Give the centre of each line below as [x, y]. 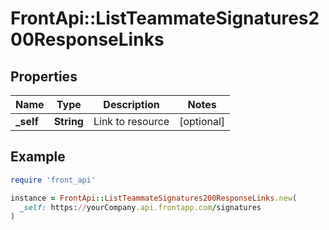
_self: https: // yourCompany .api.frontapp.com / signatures [140, 207]
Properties [44, 76]
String [68, 121]
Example [38, 157]
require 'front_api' [53, 180]
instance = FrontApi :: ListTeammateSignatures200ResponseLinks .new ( [154, 198]
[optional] [202, 121]
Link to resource [131, 121]
